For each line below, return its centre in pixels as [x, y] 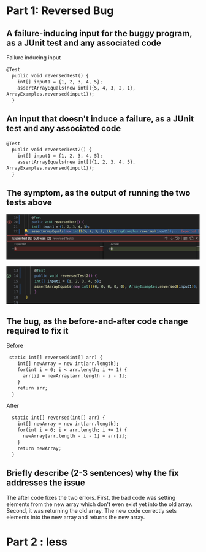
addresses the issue [46, 483]
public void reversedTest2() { [52, 150]
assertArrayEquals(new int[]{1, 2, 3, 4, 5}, [77, 162]
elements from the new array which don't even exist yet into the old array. [100, 504]
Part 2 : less [37, 542]
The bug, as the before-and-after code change [97, 321]
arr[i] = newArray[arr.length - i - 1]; [75, 376]
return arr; [32, 388]
